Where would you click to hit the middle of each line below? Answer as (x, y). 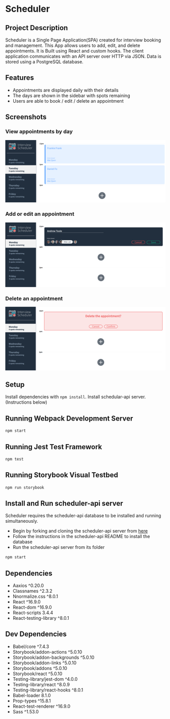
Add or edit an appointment (40, 214)
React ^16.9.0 (26, 601)
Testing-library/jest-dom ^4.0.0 (45, 679)
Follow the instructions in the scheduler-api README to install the (81, 537)
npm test (15, 459)
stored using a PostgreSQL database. (45, 62)
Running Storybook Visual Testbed (62, 475)
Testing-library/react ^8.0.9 (41, 684)
